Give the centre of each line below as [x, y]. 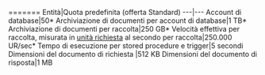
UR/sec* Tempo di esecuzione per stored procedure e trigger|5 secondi [126, 46]
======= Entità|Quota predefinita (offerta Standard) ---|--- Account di [125, 12]
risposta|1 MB [31, 62]
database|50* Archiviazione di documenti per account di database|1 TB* [128, 21]
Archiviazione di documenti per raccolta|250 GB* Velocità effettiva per [124, 29]
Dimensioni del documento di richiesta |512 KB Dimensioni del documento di [133, 54]
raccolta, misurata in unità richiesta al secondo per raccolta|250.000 [120, 37]
